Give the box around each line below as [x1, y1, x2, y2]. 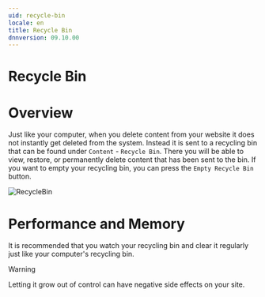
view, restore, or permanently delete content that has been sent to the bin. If [8, 155, 256, 164]
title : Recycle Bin [8, 26, 73, 34]
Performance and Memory [8, 215, 186, 233]
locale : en [8, 19, 44, 27]
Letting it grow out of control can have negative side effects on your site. [8, 280, 245, 289]
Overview [8, 103, 74, 122]
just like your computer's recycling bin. [8, 250, 134, 259]
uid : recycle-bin [8, 11, 66, 20]
